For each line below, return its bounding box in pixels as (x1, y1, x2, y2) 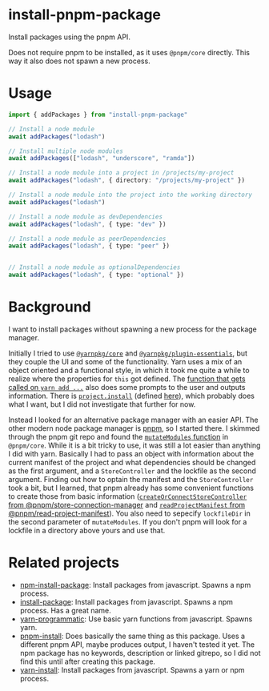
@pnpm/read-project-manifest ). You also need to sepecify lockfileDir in (8, 508, 251, 518)
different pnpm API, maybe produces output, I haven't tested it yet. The (19, 639, 255, 649)
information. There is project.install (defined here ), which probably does (8, 391, 255, 400)
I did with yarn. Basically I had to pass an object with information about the (8, 448, 255, 458)
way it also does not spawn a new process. (8, 56, 151, 66)
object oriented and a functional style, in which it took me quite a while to (8, 365, 250, 375)
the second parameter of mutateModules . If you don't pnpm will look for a (8, 516, 247, 526)
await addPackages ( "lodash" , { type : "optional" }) (8, 271, 184, 279)
